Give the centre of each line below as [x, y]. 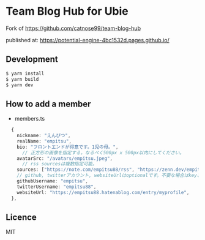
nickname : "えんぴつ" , [44, 136]
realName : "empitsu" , [44, 141]
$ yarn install [25, 73]
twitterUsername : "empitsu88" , [57, 187]
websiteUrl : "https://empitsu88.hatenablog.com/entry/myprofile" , [103, 192]
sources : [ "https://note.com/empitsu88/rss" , [76, 170]
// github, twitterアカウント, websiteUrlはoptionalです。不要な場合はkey [107, 176]
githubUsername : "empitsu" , [52, 181]
